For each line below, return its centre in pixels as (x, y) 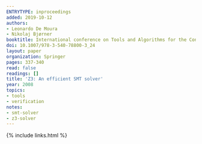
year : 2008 (20, 85)
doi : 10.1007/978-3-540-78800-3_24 (51, 46)
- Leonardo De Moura (32, 29)
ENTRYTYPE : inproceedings (38, 12)
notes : (14, 107)
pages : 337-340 (25, 62)
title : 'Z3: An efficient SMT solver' (55, 79)
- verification (25, 101)
